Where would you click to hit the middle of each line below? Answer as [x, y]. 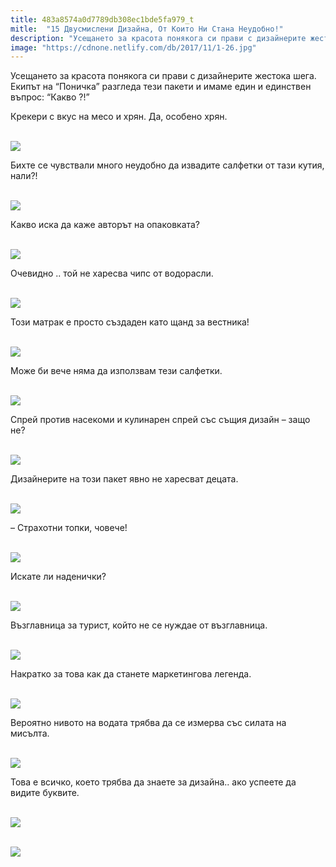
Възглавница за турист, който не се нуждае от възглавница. [139, 625]
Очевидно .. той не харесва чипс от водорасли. [112, 273]
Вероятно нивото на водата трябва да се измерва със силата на [148, 723]
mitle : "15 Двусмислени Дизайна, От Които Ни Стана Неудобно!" [147, 29]
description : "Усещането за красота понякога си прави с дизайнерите [158, 38]
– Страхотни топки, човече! [69, 528]
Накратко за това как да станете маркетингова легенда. [131, 674]
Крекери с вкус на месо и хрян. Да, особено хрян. [119, 117]
